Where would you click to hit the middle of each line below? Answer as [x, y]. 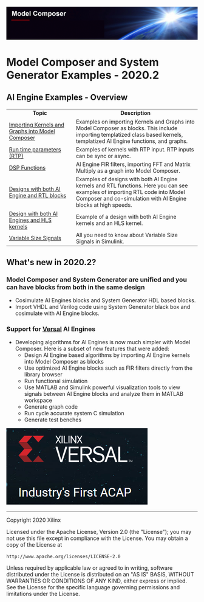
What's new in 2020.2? [51, 262]
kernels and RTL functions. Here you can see [132, 185]
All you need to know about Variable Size [127, 235]
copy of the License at [34, 545]
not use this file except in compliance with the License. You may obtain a [97, 538]
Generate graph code [51, 407]
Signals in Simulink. [100, 241]
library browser [43, 375]
